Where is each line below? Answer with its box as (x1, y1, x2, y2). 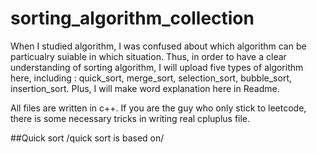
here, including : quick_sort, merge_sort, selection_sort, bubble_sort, (10, 72, 292, 84)
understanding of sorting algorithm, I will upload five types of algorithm (10, 61, 304, 73)
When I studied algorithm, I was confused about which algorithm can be (10, 40, 307, 52)
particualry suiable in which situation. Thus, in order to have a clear (10, 50, 287, 62)
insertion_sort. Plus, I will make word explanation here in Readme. (10, 82, 280, 94)
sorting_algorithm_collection (10, 7, 255, 30)
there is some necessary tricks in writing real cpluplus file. (10, 112, 251, 124)
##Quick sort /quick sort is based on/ (10, 132, 165, 144)
